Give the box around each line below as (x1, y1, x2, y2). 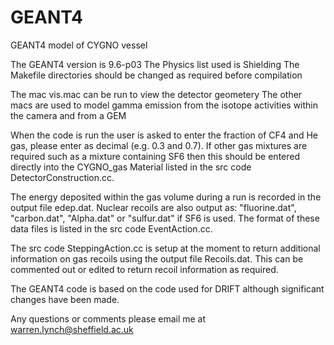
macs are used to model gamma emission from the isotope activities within (10, 99, 319, 111)
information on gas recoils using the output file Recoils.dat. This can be (10, 252, 304, 265)
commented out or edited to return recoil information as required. (10, 263, 279, 275)
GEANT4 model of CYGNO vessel (10, 39, 148, 51)
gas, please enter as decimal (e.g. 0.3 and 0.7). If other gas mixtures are (10, 139, 308, 151)
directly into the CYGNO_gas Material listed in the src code (10, 161, 252, 173)
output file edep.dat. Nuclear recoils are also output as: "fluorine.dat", (10, 201, 297, 213)
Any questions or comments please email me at (10, 312, 207, 325)
